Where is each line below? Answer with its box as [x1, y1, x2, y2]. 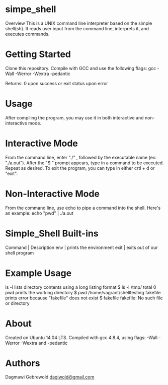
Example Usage [5, 267, 72, 279]
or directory [5, 300, 30, 306]
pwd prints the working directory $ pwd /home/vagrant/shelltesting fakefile [5, 289, 161, 295]
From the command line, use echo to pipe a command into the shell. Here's [5, 205, 161, 211]
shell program [5, 249, 34, 255]
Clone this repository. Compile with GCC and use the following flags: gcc [5, 65, 156, 71]
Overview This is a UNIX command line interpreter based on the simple [5, 20, 152, 26]
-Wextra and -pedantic [21, 340, 68, 346]
